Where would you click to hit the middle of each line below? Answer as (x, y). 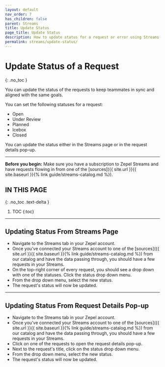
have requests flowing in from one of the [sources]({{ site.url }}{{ (71, 169)
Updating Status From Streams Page (62, 231)
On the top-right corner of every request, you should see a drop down (83, 270)
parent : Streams (22, 23)
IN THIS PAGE (26, 190)
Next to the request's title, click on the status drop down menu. (76, 349)
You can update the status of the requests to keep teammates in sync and (80, 89)
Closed (19, 135)
